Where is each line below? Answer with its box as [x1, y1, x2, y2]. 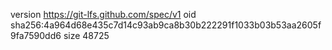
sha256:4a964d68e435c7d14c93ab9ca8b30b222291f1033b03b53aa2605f [10, 19, 322, 31]
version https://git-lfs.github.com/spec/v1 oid [10, 9, 197, 20]
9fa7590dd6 [10, 30, 62, 41]
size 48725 [63, 30, 110, 41]
